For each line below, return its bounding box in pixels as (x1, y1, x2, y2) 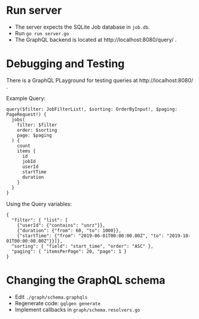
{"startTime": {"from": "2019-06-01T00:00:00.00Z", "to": (17, 232, 164, 239)
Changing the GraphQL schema (6, 274, 166, 287)
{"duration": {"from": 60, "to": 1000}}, (17, 228, 121, 234)
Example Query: (6, 94, 46, 102)
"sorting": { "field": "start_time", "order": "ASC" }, (11, 243, 154, 249)
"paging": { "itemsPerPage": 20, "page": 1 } (11, 249, 127, 254)
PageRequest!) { (6, 111, 47, 117)
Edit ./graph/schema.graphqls (14, 293, 88, 300)
